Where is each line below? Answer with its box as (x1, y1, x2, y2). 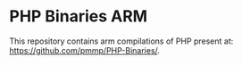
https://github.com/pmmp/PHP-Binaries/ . (9, 45, 161, 55)
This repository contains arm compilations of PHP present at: (9, 36, 234, 46)
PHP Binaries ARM (9, 6, 148, 27)
